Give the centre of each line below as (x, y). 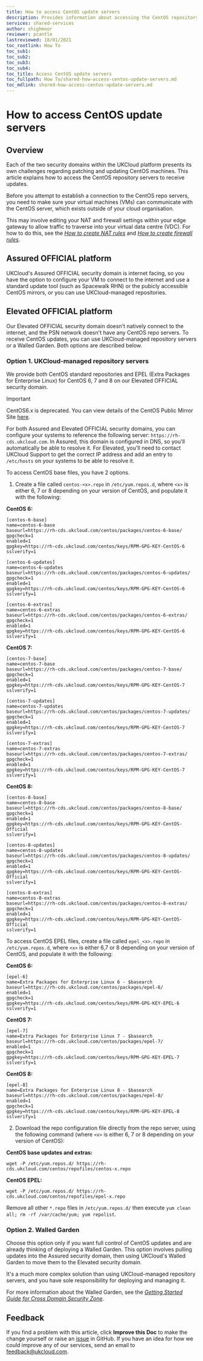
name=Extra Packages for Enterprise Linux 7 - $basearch (79, 1036)
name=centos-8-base (31, 802)
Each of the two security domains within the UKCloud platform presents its (99, 165)
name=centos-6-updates (35, 567)
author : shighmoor (29, 29)
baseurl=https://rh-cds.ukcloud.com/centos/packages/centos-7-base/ (94, 669)
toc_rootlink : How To (34, 46)
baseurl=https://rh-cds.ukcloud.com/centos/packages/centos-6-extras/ (97, 615)
